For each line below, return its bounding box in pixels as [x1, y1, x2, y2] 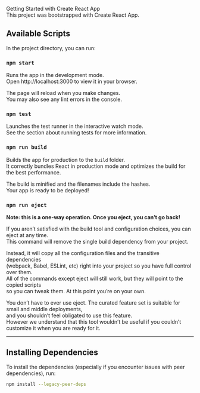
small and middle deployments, [6, 306, 83, 312]
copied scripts [6, 281, 42, 288]
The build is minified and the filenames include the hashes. [6, 180, 151, 188]
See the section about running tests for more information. [6, 129, 147, 136]
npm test [6, 110, 32, 118]
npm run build [6, 144, 47, 151]
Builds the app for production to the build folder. [6, 156, 126, 163]
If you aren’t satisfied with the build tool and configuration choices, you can [6, 225, 192, 232]
